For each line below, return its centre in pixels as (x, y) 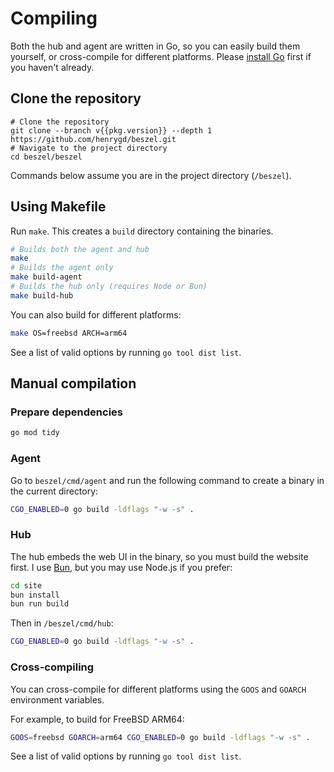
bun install (35, 595)
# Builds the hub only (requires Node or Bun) (109, 287)
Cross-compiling (52, 667)
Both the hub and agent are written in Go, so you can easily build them (155, 46)
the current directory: (54, 491)
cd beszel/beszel (46, 157)
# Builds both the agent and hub (80, 249)
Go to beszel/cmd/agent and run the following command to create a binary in (167, 480)
